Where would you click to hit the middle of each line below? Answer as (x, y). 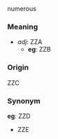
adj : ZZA (30, 42)
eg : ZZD (19, 116)
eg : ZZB (39, 50)
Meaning (23, 27)
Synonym (24, 101)
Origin (18, 68)
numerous (22, 9)
